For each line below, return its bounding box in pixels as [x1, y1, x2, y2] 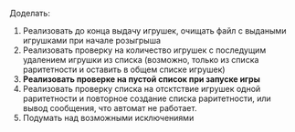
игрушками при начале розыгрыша [22, 36, 162, 46]
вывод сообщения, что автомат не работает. [22, 103, 197, 113]
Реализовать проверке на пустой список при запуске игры [22, 74, 260, 85]
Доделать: [9, 8, 50, 18]
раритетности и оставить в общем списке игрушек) [22, 64, 226, 75]
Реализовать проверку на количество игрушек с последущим [22, 45, 267, 56]
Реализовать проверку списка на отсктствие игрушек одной [22, 84, 261, 94]
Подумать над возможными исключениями [22, 113, 195, 123]
